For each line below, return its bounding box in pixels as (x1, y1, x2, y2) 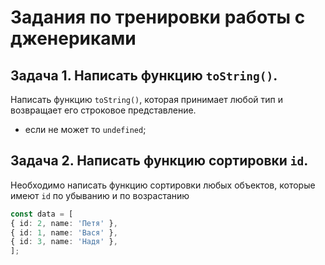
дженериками (10, 27, 137, 50)
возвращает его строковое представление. (10, 104, 197, 116)
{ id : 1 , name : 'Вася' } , (10, 227, 118, 238)
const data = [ (10, 209, 74, 219)
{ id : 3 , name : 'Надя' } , (10, 237, 118, 247)
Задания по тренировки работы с (10, 6, 306, 29)
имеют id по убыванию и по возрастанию (10, 189, 190, 201)
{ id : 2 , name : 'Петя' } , (10, 218, 118, 228)
